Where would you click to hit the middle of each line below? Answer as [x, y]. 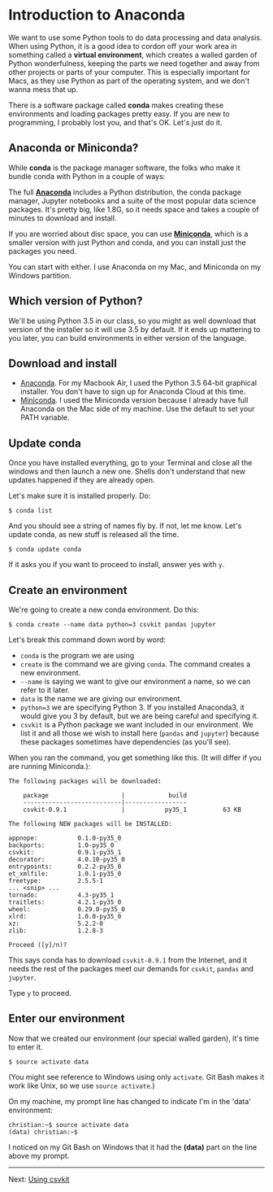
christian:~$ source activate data [69, 1124]
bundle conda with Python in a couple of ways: [87, 176]
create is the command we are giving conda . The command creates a [135, 664]
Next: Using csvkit [39, 1179]
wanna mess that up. [43, 89]
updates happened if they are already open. [82, 480]
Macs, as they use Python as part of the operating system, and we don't [129, 81]
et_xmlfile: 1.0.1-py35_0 [65, 874]
